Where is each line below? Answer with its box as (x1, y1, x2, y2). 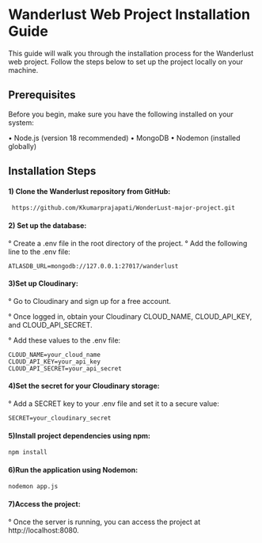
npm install (8, 449, 47, 457)
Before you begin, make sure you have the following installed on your (8, 109, 234, 119)
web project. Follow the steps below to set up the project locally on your (8, 57, 244, 66)
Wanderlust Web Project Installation (8, 6, 251, 24)
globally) (8, 141, 37, 151)
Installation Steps (8, 165, 97, 178)
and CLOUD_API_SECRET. (8, 320, 93, 329)
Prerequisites (8, 89, 76, 102)
